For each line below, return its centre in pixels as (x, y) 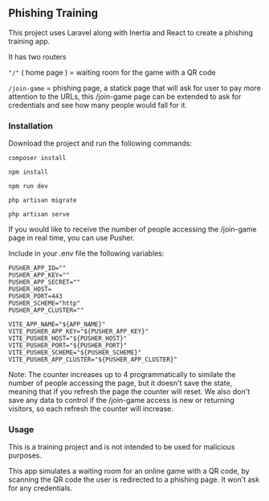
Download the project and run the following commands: (100, 143)
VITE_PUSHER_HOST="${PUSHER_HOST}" (68, 339)
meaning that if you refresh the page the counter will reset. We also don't (129, 392)
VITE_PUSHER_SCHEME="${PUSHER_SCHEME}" (75, 353)
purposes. (25, 456)
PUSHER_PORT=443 (35, 297)
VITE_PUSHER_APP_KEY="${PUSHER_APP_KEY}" (79, 332)
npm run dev (28, 187)
